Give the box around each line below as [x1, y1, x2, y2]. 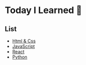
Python [12, 54, 27, 60]
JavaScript [12, 43, 35, 49]
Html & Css [12, 38, 36, 44]
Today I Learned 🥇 [5, 5, 82, 16]
